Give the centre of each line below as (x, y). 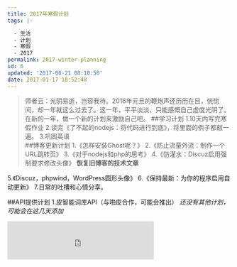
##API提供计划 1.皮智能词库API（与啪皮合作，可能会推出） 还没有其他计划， (118, 202)
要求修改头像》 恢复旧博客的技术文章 (85, 163)
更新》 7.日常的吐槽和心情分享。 (60, 187)
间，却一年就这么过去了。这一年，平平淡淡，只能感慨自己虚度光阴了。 (127, 109)
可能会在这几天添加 (35, 211)
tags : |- (20, 21)
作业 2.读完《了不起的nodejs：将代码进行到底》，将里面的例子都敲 (127, 127)
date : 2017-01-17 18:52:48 (47, 80)
